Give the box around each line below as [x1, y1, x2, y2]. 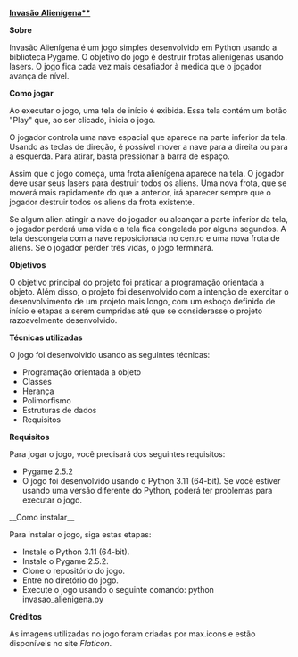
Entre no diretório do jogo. [21, 575, 119, 586]
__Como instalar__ [9, 512, 75, 522]
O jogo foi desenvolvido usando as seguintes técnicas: [9, 350, 211, 360]
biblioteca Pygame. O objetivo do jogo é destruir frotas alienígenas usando [9, 52, 284, 62]
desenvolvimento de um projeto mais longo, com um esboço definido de [9, 296, 276, 306]
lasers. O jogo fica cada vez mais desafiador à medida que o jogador [9, 62, 262, 71]
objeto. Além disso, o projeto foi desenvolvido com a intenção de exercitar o [9, 287, 289, 297]
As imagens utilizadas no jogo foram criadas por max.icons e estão [9, 628, 256, 639]
